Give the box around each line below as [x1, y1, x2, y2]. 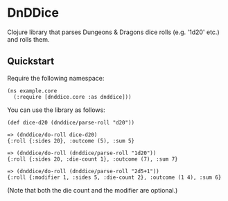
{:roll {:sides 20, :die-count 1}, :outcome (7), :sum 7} [7, 155, 178, 163]
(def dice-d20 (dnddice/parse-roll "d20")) [7, 119, 135, 126]
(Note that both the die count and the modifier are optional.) [7, 186, 178, 194]
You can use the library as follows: [7, 106, 105, 114]
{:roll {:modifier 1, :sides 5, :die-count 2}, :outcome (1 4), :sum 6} [7, 174, 222, 181]
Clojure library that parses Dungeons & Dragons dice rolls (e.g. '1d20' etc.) [7, 28, 220, 36]
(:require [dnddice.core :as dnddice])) [13, 93, 132, 100]
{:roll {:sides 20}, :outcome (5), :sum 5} [7, 137, 135, 144]
